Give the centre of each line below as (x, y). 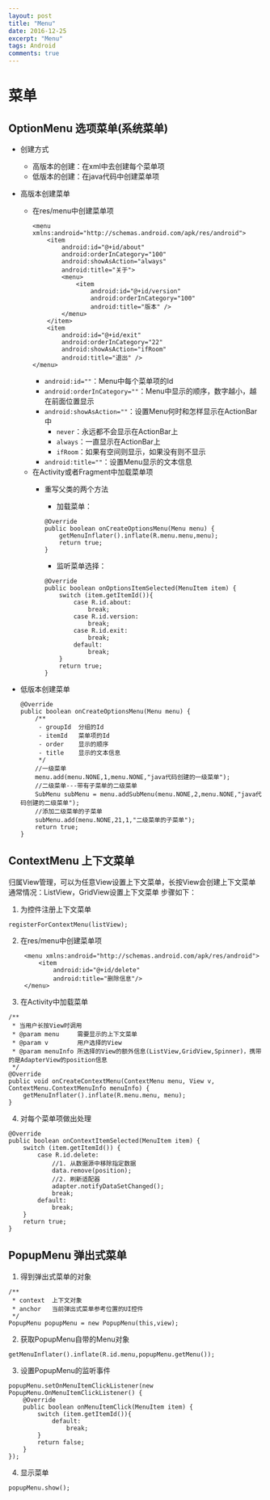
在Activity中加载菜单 (54, 1001)
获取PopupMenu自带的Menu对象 (75, 1339)
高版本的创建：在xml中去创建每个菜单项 (98, 166)
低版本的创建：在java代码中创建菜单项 (96, 176)
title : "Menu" (32, 23)
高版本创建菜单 (45, 194)
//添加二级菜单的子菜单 (69, 811)
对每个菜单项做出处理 (55, 1118)
